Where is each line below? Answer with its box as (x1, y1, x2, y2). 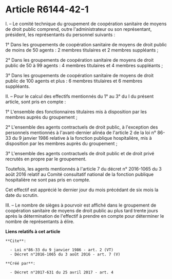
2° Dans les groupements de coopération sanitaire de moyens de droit (5, 57, 154, 63)
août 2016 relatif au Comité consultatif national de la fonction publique (5, 171, 154, 177)
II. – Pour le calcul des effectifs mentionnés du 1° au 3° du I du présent (5, 93, 154, 99)
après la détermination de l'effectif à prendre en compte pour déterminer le (5, 213, 164, 219)
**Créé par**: (5, 261, 36, 266)
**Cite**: (5, 238, 27, 244)
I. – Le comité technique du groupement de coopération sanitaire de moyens (5, 21, 167, 27)
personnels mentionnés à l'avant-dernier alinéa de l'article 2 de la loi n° (5, 129, 157, 136)
